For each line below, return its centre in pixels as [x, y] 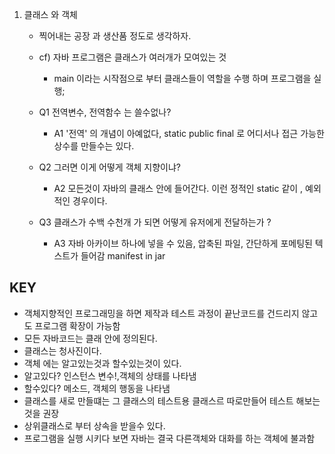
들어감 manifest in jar [123, 256]
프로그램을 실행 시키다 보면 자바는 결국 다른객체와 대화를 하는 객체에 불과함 [169, 438]
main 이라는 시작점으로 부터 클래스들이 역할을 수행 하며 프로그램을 [182, 78]
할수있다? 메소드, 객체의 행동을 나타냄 [97, 388]
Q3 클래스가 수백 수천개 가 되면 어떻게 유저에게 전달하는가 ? [155, 222]
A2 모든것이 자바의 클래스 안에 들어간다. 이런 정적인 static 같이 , [178, 188]
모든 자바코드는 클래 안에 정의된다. [90, 338]
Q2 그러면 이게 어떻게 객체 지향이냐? [110, 167]
